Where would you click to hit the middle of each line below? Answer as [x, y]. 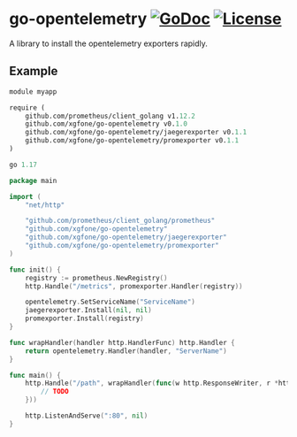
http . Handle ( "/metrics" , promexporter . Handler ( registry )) [134, 286]
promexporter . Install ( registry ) [84, 318]
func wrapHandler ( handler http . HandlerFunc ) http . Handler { [122, 342]
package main [33, 180]
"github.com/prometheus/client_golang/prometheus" [120, 221]
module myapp [33, 92]
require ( [27, 107]
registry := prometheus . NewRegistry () [96, 278]
